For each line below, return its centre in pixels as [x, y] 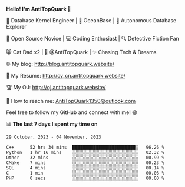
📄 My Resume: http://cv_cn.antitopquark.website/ [66, 76]
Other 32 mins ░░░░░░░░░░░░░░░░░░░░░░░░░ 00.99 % [85, 158]
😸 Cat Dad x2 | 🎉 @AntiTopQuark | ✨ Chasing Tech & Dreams [81, 52]
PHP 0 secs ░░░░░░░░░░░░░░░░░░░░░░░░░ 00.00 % [85, 178]
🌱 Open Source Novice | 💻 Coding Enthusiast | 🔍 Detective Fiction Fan [93, 39]
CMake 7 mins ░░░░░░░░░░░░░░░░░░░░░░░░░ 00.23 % [85, 163]
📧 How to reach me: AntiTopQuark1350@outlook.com [71, 101]
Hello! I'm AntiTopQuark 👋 [39, 9]
